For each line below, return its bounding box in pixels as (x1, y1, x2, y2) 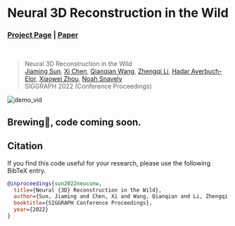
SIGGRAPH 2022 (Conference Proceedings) (24, 82, 153, 91)
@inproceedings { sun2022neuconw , (7, 180, 102, 187)
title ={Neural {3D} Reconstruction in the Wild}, (13, 187, 162, 194)
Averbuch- (191, 67, 222, 75)
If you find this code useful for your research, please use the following (7, 158, 211, 167)
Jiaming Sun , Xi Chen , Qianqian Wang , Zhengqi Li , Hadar (24, 67, 190, 75)
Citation (7, 140, 44, 152)
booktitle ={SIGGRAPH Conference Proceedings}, (13, 199, 153, 207)
